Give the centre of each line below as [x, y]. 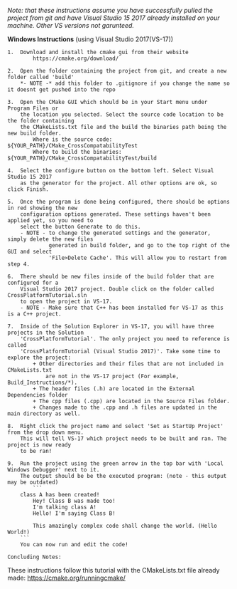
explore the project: [39, 358]
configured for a [33, 283]
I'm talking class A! [65, 507]
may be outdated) [33, 482]
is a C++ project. [34, 314]
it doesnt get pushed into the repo [61, 90]
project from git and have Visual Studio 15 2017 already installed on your [114, 18]
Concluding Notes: [34, 557]
